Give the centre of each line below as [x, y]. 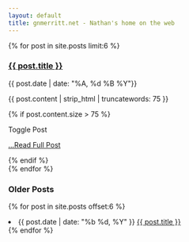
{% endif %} [28, 160]
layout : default [35, 15]
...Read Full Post [34, 144]
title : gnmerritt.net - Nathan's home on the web [92, 23]
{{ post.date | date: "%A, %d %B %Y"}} [73, 83]
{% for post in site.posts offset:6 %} [67, 206]
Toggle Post [28, 129]
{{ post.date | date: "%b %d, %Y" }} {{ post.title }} [100, 222]
